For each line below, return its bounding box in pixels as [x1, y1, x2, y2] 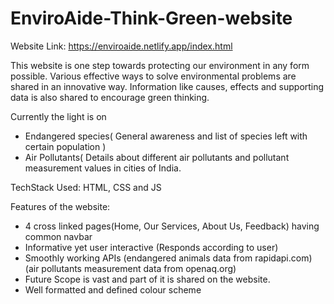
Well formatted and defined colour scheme [24, 283, 202, 296]
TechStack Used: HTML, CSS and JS [10, 181, 162, 193]
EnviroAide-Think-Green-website [10, 7, 293, 30]
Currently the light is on [10, 110, 107, 122]
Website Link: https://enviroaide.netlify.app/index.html [10, 40, 233, 52]
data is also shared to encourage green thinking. [10, 91, 210, 103]
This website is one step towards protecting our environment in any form [10, 59, 310, 71]
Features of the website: [10, 200, 111, 212]
